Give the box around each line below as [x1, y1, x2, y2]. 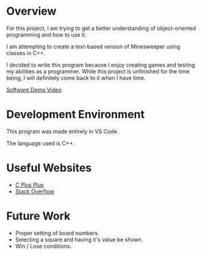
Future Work [6, 209, 71, 223]
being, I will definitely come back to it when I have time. [6, 74, 146, 81]
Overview [6, 4, 57, 18]
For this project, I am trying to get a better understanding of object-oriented [6, 24, 197, 32]
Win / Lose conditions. [15, 242, 72, 249]
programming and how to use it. [6, 31, 87, 38]
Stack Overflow [15, 188, 55, 195]
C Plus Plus [15, 181, 44, 188]
